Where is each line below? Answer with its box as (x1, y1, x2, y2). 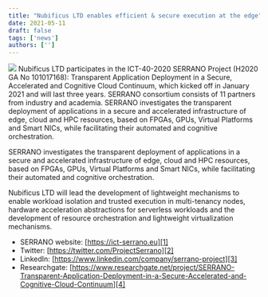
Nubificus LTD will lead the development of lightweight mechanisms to (8, 188, 240, 197)
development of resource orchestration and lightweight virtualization (8, 213, 234, 223)
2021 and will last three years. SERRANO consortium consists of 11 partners (8, 89, 256, 100)
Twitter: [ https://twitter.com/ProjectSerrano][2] (19, 246, 174, 256)
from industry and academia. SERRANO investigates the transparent (8, 98, 232, 107)
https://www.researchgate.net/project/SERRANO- (71, 263, 235, 272)
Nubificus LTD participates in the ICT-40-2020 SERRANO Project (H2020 (18, 64, 258, 74)
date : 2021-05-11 (8, 19, 66, 27)
